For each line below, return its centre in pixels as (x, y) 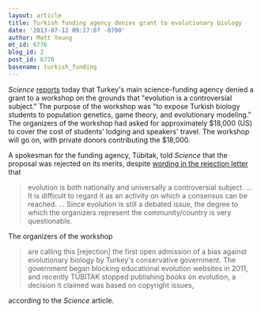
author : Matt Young (40, 38)
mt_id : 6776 (28, 45)
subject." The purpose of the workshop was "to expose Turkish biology (124, 106)
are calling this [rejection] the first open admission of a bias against (137, 251)
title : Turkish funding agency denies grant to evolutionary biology (125, 23)
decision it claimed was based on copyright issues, (111, 285)
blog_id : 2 (26, 52)
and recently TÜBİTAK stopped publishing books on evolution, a (132, 277)
